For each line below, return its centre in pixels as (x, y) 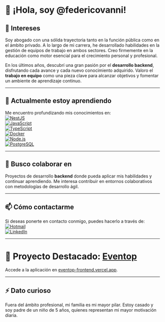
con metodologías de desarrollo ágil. (42, 186)
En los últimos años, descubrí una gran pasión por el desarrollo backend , (80, 65)
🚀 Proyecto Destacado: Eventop (71, 256)
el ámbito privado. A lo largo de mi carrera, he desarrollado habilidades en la (82, 45)
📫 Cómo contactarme (40, 207)
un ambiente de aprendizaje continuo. (43, 81)
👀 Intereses (23, 28)
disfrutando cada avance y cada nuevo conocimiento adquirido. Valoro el (79, 70)
